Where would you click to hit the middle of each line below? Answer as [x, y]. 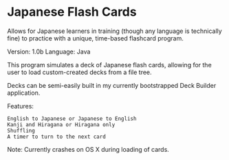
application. [24, 93]
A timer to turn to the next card [57, 137]
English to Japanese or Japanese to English [72, 118]
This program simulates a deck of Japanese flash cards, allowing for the [109, 65]
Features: [21, 106]
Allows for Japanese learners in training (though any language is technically [115, 31]
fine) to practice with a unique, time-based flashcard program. [95, 38]
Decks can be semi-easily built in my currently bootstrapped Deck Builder [112, 85]
